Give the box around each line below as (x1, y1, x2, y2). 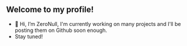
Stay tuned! (14, 32, 43, 40)
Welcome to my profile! (6, 5, 94, 15)
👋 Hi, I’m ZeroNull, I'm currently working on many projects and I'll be (14, 20, 182, 27)
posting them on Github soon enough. (14, 27, 108, 34)
